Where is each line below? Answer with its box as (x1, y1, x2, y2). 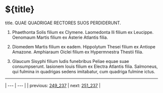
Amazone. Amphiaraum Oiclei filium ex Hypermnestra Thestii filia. (12, 49, 144, 55)
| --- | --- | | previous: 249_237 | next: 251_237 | (5, 82, 101, 88)
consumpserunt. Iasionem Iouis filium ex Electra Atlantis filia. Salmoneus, (12, 63, 158, 69)
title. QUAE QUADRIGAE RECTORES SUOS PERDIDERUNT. (5, 20, 121, 26)
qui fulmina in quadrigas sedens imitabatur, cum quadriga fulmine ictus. (12, 68, 155, 74)
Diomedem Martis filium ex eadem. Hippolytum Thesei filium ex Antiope (12, 44, 156, 49)
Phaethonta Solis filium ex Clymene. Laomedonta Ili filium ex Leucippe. (12, 29, 154, 35)
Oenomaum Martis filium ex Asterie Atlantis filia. (12, 34, 108, 40)
